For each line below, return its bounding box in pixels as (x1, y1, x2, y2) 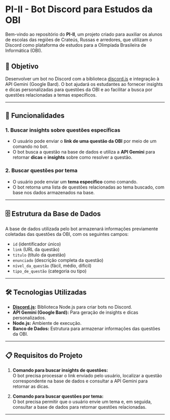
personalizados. (12, 315, 47, 321)
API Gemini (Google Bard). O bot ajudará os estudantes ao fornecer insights (5, 81, 163, 87)
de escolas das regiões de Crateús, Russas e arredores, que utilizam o (5, 37, 152, 43)
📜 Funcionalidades (5, 111, 65, 120)
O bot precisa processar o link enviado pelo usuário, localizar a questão (12, 373, 162, 379)
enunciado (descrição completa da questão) (12, 257, 104, 263)
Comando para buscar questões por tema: (12, 393, 104, 400)
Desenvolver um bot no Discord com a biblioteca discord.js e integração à (5, 75, 159, 82)
